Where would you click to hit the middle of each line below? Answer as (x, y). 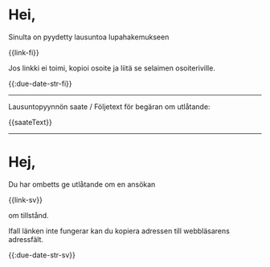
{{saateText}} (30, 122)
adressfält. (26, 239)
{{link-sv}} (25, 200)
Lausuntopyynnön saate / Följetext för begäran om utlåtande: (109, 107)
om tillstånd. (29, 215)
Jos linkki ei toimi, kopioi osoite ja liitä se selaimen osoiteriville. (112, 68)
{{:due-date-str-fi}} (40, 83)
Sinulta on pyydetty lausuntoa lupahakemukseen (89, 37)
